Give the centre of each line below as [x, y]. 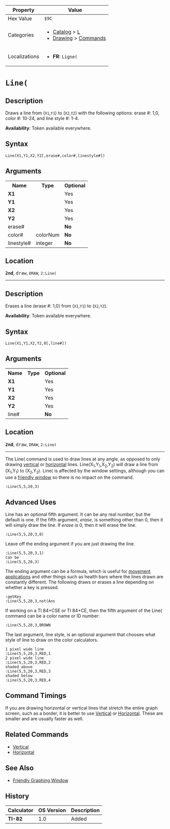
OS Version [52, 810]
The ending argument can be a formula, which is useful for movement [78, 571]
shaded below [19, 676]
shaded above [19, 667]
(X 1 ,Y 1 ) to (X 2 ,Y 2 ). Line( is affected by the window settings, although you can [85, 471]
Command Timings [36, 696]
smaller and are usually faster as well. [45, 719]
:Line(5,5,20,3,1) [25, 553]
